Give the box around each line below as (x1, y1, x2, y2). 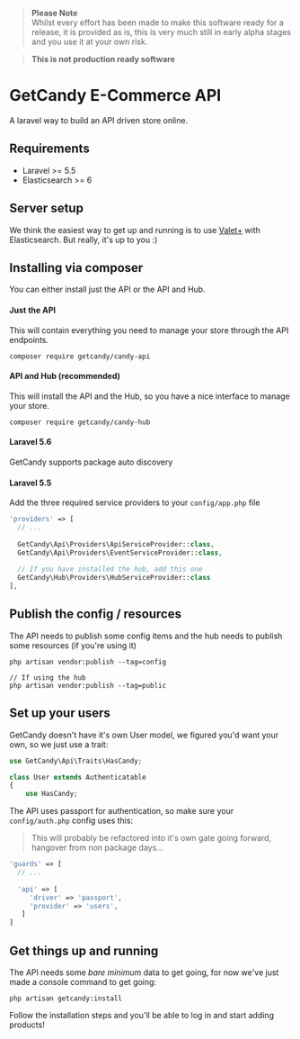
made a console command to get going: (9, 977, 157, 987)
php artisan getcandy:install (9, 994, 123, 1003)
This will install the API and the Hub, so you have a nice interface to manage (9, 391, 290, 402)
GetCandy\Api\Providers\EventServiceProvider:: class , (17, 548, 223, 557)
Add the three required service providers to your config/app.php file (9, 497, 260, 508)
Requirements (9, 141, 90, 157)
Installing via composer (9, 260, 144, 276)
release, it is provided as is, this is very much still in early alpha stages (31, 27, 292, 37)
